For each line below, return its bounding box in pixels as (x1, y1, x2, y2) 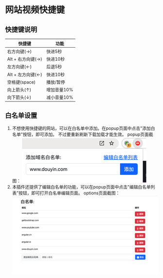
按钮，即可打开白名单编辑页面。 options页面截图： (18, 190, 120, 196)
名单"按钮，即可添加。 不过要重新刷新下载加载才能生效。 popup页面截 (12, 131, 153, 137)
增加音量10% (46, 87, 73, 92)
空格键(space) (7, 79, 36, 85)
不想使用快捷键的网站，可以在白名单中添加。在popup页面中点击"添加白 (12, 125, 155, 131)
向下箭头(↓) (7, 94, 32, 100)
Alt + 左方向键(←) (7, 71, 42, 77)
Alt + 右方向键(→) (7, 56, 42, 62)
